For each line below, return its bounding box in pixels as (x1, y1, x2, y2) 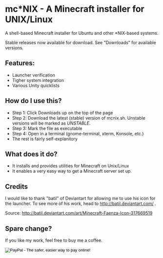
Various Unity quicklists (12, 82, 60, 88)
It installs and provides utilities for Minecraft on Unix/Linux (12, 163, 129, 169)
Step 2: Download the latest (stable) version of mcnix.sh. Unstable (12, 115, 145, 121)
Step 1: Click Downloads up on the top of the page (12, 109, 113, 116)
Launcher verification (12, 72, 55, 78)
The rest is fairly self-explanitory (12, 136, 78, 142)
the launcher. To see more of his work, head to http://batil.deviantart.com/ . (5, 201, 156, 206)
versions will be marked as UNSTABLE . (12, 120, 91, 126)
